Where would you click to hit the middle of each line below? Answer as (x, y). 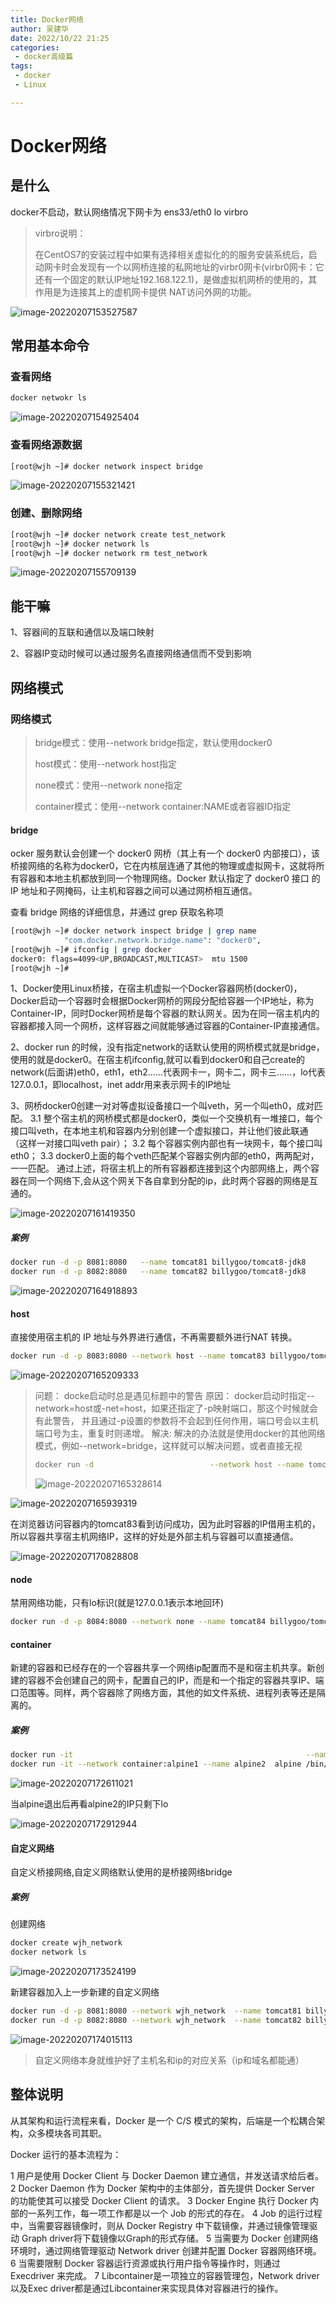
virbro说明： (60, 233)
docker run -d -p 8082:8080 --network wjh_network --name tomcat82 (156, 2020)
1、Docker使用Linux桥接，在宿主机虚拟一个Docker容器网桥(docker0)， (156, 988)
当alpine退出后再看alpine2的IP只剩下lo (89, 1804)
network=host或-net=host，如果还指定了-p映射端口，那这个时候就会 (176, 1408)
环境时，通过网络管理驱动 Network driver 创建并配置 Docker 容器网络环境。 (166, 2250)
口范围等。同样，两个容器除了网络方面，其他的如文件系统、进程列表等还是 (163, 1693)
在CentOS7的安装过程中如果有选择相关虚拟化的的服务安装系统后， (171, 254)
